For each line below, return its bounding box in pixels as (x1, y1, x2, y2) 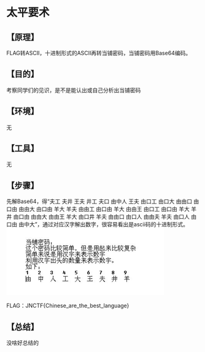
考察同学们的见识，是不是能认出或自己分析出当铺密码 (6, 86, 141, 94)
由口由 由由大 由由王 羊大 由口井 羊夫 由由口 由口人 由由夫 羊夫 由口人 (13, 213, 190, 221)
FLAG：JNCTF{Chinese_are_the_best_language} (6, 302, 130, 310)
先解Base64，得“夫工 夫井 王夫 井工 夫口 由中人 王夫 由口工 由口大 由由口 (6, 197, 192, 205)
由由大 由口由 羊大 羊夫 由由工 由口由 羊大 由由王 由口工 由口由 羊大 (18, 205, 190, 213)
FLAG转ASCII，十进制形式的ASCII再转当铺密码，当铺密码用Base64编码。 (6, 50, 191, 56)
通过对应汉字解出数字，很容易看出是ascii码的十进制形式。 (42, 221, 189, 228)
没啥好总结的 (6, 339, 39, 346)
